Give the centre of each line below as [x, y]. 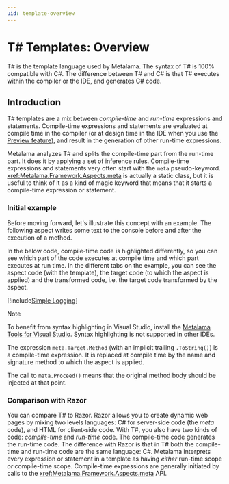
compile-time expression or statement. [62, 190]
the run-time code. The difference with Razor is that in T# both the [100, 444]
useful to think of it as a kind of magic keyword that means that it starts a [110, 183]
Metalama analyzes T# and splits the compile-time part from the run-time [110, 154]
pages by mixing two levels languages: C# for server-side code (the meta [110, 422]
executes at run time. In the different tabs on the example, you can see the [112, 265]
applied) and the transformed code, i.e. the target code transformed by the [112, 280]
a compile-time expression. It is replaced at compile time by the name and [111, 355]
